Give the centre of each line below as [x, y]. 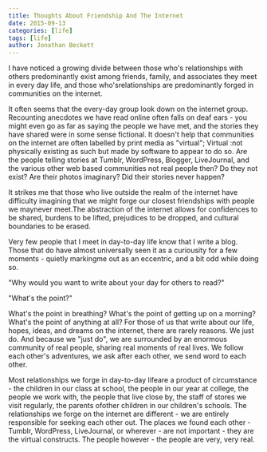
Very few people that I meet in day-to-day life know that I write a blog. [123, 242]
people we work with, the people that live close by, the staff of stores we [128, 397]
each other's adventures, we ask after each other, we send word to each [128, 356]
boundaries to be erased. [50, 226]
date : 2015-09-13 [37, 23]
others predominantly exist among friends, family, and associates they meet [133, 77]
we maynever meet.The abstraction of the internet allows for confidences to [133, 209]
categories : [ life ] [41, 30]
